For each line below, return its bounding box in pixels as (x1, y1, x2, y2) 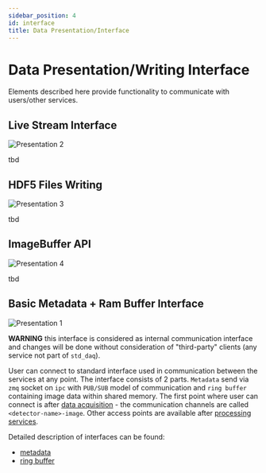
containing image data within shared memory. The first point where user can (8, 391, 259, 401)
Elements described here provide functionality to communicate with (8, 87, 230, 96)
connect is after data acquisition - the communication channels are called (8, 399, 249, 409)
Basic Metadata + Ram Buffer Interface (8, 297, 204, 311)
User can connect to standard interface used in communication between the (8, 366, 258, 375)
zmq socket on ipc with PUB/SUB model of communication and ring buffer (8, 382, 248, 392)
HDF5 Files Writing (8, 178, 103, 192)
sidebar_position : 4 (8, 11, 77, 20)
